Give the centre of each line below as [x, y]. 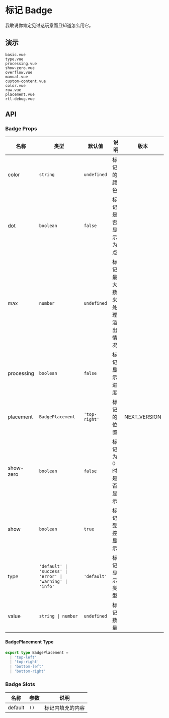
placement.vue [20, 94]
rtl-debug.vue [20, 99]
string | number [58, 616]
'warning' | [53, 582]
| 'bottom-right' [28, 672]
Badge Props [21, 129]
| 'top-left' [23, 657]
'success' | [53, 571]
